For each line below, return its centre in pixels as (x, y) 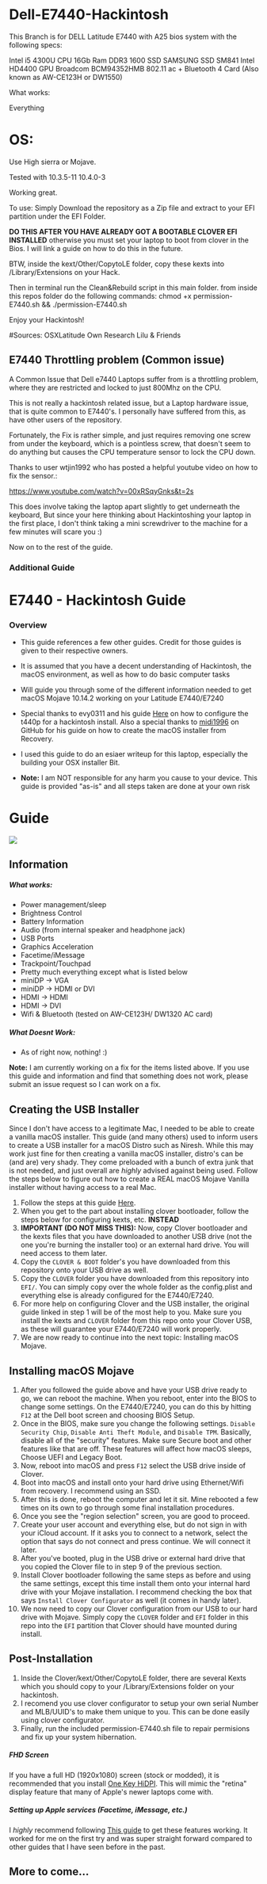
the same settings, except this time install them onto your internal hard (135, 1583)
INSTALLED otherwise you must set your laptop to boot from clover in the (129, 240)
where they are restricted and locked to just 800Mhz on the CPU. (115, 387)
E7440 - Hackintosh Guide (97, 600)
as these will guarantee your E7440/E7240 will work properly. (121, 1329)
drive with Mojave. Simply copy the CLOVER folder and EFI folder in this (134, 1617)
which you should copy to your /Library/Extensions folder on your (127, 1686)
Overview (28, 625)
